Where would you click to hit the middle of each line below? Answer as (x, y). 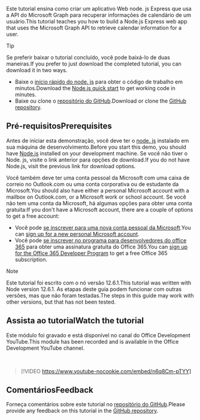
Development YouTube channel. (46, 348)
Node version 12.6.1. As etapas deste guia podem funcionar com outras (94, 289)
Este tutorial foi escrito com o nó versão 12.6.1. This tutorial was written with (99, 283)
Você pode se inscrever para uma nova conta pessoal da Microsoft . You (103, 227)
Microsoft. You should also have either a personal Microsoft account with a (98, 190)
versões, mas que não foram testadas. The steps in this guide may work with (100, 295)
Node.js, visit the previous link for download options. (71, 166)
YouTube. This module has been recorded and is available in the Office (93, 341)
